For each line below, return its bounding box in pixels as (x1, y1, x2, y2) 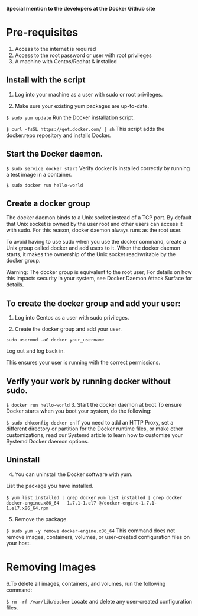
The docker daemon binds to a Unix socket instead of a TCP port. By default (6, 214, 192, 221)
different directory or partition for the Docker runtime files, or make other (6, 425, 184, 432)
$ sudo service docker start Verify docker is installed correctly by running (6, 164, 190, 171)
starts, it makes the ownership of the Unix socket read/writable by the (6, 251, 176, 258)
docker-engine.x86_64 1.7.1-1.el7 (6, 500, 96, 506)
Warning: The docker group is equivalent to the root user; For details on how (6, 269, 192, 276)
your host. (6, 540, 31, 547)
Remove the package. (14, 515, 68, 522)
